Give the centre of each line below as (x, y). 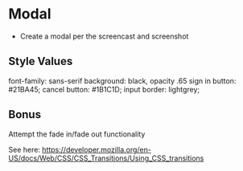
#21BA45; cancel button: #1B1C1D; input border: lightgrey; (104, 89)
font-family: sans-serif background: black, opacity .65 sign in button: (122, 80)
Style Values (41, 61)
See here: (24, 149)
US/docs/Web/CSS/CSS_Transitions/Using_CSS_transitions (106, 158)
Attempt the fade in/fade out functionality (77, 134)
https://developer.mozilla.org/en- (96, 149)
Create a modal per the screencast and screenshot (104, 36)
